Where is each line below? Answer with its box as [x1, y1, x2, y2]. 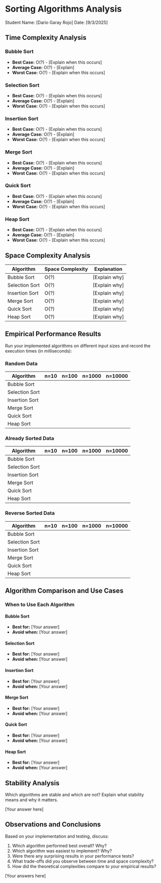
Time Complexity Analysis [5, 34, 87, 42]
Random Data [5, 360, 38, 367]
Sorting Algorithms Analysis [5, 3, 122, 15]
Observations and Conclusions [5, 820, 101, 829]
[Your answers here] [5, 873, 46, 879]
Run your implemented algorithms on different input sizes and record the [5, 343, 151, 349]
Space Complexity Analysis [5, 251, 91, 260]
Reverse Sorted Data [5, 510, 55, 516]
